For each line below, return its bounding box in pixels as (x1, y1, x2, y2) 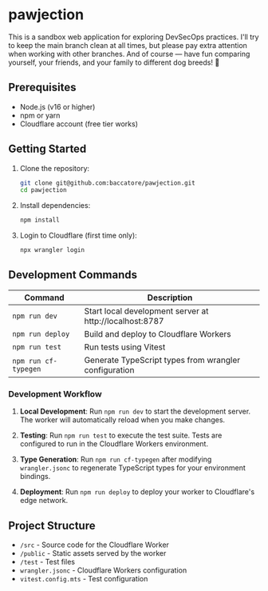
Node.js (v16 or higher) (19, 102, 96, 111)
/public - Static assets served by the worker (19, 548, 167, 557)
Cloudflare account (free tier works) (19, 118, 138, 129)
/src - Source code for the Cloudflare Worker (19, 540, 170, 549)
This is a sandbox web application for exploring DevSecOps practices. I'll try (8, 32, 259, 42)
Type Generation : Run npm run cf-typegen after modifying (19, 454, 212, 465)
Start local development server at (84, 305, 209, 317)
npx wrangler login (19, 246, 85, 254)
